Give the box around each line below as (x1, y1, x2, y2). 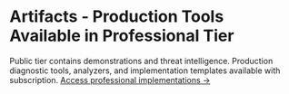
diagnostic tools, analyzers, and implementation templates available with (9, 65, 281, 76)
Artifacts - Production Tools (9, 6, 224, 27)
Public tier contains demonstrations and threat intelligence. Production (9, 55, 274, 66)
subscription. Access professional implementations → (9, 74, 211, 85)
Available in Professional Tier (9, 25, 234, 46)
